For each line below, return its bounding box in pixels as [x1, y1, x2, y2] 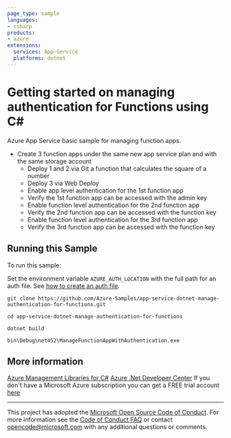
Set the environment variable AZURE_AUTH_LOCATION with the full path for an [7, 274, 217, 283]
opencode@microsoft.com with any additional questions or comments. [7, 423, 208, 431]
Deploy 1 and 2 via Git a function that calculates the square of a [27, 164, 207, 173]
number [27, 171, 50, 179]
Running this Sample [7, 243, 98, 254]
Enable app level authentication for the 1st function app [27, 186, 184, 195]
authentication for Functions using [7, 99, 209, 114]
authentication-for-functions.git [7, 300, 107, 308]
